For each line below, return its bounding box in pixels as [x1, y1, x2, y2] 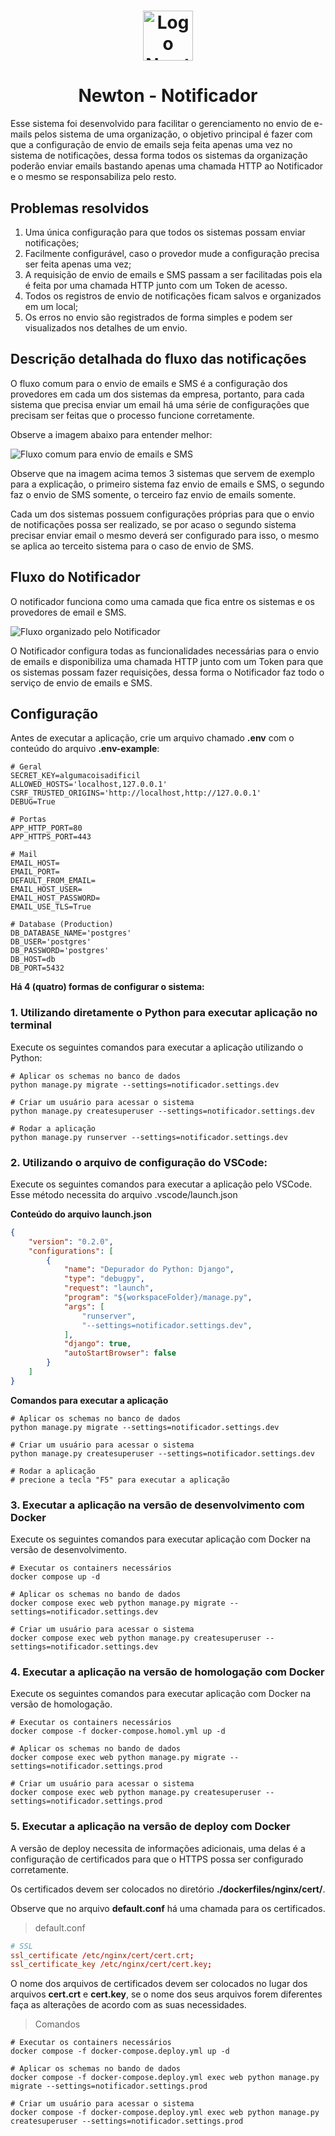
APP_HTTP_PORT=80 [10, 823, 83, 834]
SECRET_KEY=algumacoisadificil [10, 771, 141, 781]
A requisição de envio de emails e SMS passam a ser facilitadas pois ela [24, 268, 323, 280]
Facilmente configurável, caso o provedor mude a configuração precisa [24, 247, 320, 259]
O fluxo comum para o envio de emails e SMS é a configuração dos [10, 377, 288, 389]
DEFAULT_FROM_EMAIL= [10, 876, 97, 886]
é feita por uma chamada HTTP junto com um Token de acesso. [24, 279, 288, 291]
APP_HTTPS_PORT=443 [10, 832, 92, 842]
